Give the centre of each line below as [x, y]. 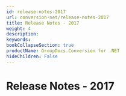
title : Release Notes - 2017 [43, 23]
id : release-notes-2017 [36, 12]
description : [23, 34]
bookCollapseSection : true [40, 46]
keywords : [19, 40]
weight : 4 [19, 28]
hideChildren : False [32, 56]
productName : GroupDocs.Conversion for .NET [63, 51]
